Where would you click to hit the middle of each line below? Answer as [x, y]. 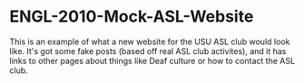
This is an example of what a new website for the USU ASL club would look [150, 41]
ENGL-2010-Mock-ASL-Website [132, 17]
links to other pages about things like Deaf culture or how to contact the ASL [152, 60]
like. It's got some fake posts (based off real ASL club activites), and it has [148, 51]
